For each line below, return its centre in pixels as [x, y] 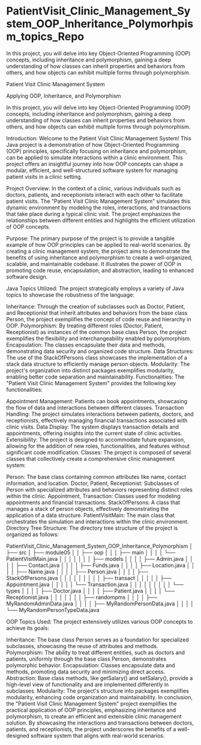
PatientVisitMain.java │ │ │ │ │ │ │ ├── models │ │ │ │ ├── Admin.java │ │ [100, 558]
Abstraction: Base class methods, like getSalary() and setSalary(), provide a [100, 678]
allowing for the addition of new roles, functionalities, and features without [98, 446]
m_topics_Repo [45, 37]
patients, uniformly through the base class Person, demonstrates [86, 659]
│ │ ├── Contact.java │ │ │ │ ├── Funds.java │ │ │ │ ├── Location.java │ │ [100, 565]
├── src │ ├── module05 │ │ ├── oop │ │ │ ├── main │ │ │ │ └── [91, 552]
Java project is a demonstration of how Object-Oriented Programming [92, 144]
